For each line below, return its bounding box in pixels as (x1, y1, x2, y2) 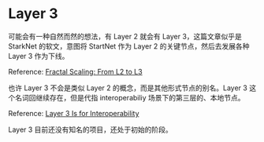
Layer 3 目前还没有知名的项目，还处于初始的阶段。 (8, 125, 173, 134)
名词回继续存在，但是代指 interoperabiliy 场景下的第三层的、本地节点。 (14, 93, 246, 102)
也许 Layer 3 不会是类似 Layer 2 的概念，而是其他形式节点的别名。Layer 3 (8, 83, 248, 93)
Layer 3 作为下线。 (8, 51, 69, 60)
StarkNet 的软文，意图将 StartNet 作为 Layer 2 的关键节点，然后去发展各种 (8, 41, 250, 51)
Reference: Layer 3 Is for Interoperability (8, 108, 139, 118)
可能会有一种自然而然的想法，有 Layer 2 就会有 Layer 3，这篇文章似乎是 (8, 31, 243, 41)
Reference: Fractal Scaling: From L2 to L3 (8, 67, 143, 76)
